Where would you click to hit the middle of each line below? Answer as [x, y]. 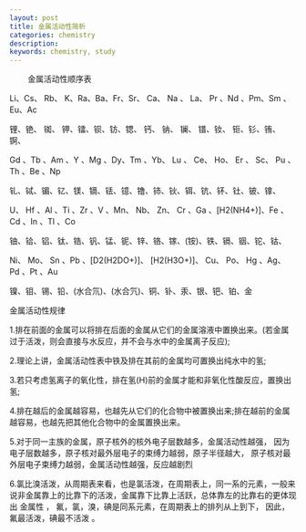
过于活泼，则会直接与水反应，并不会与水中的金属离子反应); [120, 341]
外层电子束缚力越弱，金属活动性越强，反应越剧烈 [101, 464]
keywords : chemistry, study [63, 52]
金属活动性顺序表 [59, 79]
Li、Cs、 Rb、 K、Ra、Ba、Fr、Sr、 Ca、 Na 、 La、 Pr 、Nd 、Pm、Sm [145, 99]
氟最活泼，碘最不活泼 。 [55, 518]
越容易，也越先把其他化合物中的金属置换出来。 [97, 422]
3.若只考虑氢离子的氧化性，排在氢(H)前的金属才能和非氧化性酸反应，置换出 [150, 381]
